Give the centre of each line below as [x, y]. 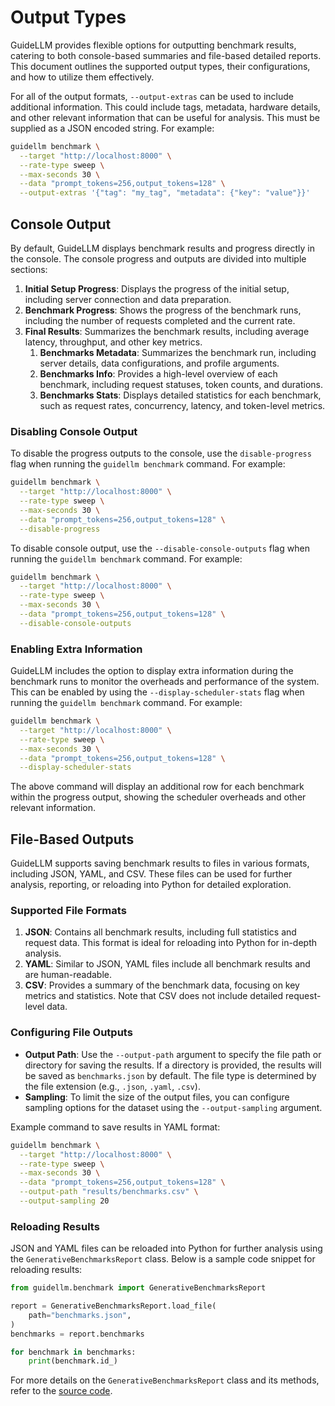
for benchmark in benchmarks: [73, 1352]
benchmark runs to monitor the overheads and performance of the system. [165, 682]
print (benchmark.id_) [73, 1361]
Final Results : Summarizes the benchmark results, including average [167, 331]
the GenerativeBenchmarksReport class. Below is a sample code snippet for [163, 1259]
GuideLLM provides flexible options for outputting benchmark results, [153, 45]
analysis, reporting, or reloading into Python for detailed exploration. [151, 885]
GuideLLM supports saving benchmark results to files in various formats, [160, 863]
